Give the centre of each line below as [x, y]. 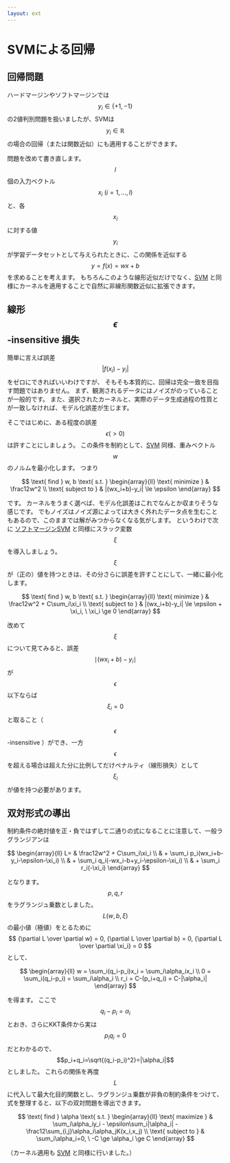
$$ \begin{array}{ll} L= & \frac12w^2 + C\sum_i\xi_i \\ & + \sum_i [98, 853]
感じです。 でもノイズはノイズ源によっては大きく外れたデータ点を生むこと [113, 511]
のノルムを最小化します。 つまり [53, 468]
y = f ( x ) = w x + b [115, 266]
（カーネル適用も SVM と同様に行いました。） [71, 1153]
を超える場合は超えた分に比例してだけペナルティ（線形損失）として [103, 765]
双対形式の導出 [39, 813]
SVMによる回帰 [51, 49]
